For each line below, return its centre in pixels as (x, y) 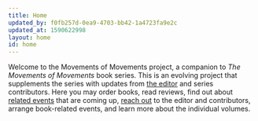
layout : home (29, 37)
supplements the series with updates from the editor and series (111, 84)
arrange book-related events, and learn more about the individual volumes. (129, 109)
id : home (22, 45)
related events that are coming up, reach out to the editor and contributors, (129, 101)
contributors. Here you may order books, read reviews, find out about (121, 92)
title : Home (28, 15)
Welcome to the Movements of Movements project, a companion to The (125, 67)
